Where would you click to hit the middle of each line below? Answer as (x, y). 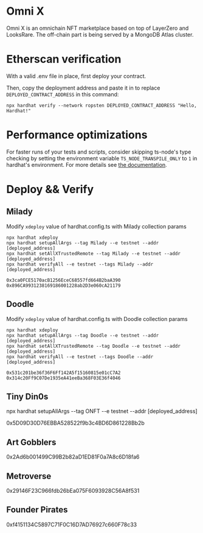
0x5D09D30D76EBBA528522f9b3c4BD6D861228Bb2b (75, 423)
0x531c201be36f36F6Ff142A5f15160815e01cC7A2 (64, 373)
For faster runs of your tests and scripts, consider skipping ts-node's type (99, 152)
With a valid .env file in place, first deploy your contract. (76, 76)
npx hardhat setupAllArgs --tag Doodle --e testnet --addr (83, 335)
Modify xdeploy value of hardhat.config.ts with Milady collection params (96, 226)
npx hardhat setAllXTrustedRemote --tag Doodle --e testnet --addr (94, 346)
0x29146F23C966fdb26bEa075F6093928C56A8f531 (73, 491)
